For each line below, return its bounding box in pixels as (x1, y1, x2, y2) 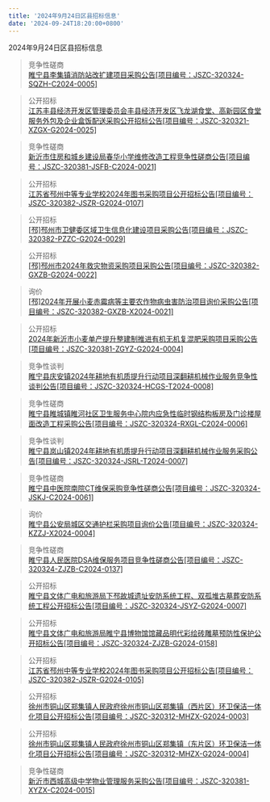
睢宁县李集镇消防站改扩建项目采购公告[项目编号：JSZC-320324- (27, 69, 244, 79)
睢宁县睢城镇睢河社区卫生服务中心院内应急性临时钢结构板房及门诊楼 (27, 409, 255, 418)
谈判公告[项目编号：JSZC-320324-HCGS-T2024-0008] (27, 381, 214, 391)
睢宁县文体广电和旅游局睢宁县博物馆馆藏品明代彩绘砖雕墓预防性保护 (27, 628, 255, 638)
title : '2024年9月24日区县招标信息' (8, 11, 121, 20)
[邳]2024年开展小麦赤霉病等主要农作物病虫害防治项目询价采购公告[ (27, 296, 251, 306)
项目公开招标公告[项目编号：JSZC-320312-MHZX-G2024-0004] (35, 749, 250, 758)
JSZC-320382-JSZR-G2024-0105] (27, 674, 144, 684)
